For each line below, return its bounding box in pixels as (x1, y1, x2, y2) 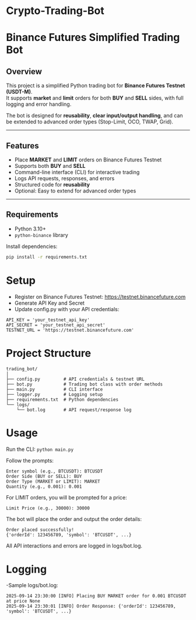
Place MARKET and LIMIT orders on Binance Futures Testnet (14, 156, 162, 163)
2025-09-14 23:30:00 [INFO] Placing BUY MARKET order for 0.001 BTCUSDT (6, 593, 187, 599)
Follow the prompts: (6, 457, 54, 464)
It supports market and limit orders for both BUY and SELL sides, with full (6, 95, 184, 102)
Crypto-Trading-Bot (6, 4, 104, 18)
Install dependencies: (6, 243, 58, 250)
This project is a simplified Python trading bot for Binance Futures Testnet (6, 82, 185, 89)
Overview (6, 66, 43, 77)
